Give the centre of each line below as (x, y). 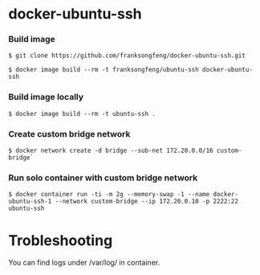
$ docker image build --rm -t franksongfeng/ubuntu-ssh (104, 70)
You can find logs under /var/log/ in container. (84, 263)
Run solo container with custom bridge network (103, 178)
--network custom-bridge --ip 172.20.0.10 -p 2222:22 (147, 202)
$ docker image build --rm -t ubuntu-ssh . (82, 113)
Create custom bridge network (69, 133)
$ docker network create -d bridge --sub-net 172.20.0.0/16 (111, 151)
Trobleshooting (61, 240)
